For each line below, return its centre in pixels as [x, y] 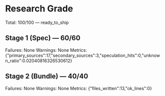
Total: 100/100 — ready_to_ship [37, 22]
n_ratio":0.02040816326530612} [39, 61]
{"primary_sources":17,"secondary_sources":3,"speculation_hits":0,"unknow [83, 55]
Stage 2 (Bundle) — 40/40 [47, 76]
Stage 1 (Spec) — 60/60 [43, 38]
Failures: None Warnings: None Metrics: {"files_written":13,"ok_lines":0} [79, 88]
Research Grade [39, 9]
